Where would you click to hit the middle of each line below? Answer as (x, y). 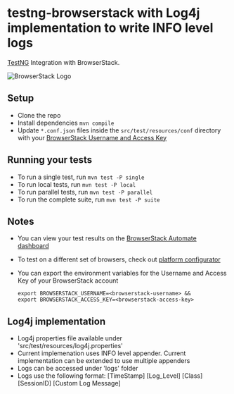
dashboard (33, 246)
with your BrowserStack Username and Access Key (92, 137)
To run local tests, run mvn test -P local (77, 184)
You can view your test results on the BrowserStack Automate (107, 238)
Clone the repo (39, 115)
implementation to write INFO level (110, 28)
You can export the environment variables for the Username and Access (122, 273)
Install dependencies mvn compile (66, 123)
